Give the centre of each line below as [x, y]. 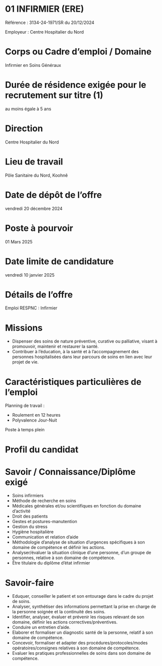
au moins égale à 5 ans [28, 109]
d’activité [21, 511]
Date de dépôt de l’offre [54, 195]
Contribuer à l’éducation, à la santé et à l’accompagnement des [75, 352]
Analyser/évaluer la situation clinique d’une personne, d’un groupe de [82, 553]
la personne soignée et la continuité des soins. [59, 612]
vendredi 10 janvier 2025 [30, 275]
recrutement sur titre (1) [54, 95]
